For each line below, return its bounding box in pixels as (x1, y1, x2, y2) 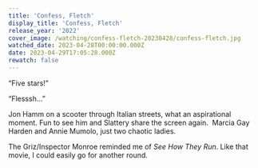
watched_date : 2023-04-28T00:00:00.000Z (8, 42, 145, 50)
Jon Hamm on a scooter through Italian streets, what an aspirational (8, 109, 232, 118)
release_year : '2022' (8, 26, 81, 34)
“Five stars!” (8, 78, 50, 88)
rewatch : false (8, 57, 59, 65)
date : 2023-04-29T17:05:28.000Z (8, 49, 116, 57)
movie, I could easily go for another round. (8, 150, 148, 160)
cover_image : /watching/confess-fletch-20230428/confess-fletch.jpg (8, 34, 241, 42)
